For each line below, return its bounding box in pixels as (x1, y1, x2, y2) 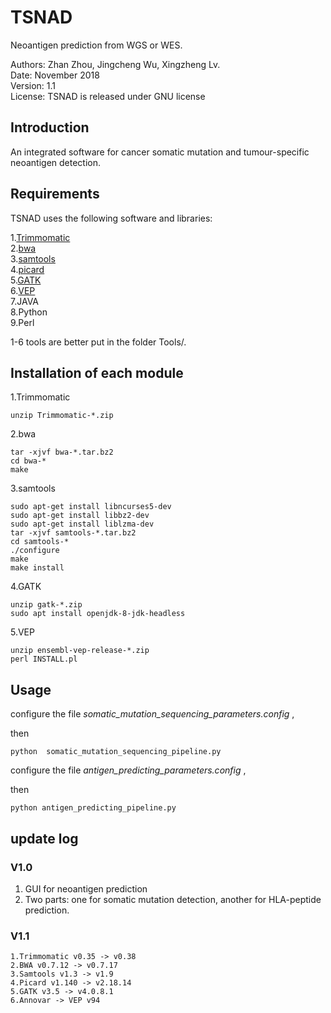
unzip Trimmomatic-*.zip (10, 411, 114, 421)
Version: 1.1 (10, 79, 57, 91)
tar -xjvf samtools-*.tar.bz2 (10, 528, 137, 538)
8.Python (10, 306, 48, 318)
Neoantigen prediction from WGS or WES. (10, 39, 183, 51)
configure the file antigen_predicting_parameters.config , (10, 764, 247, 776)
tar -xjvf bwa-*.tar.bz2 (10, 447, 114, 458)
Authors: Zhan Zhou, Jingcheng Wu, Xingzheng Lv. (10, 58, 221, 70)
